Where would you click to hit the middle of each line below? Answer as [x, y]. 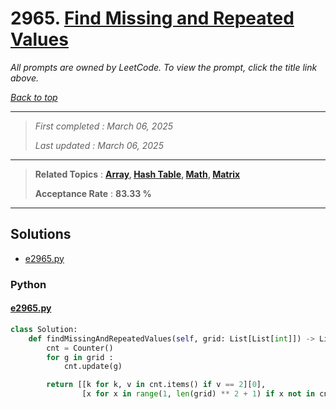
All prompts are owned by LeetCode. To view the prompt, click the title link [164, 67]
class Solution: [44, 329]
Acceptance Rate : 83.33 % [93, 193]
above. [24, 78]
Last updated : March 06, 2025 [99, 145]
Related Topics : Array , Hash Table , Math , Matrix [137, 174]
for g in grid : [80, 357]
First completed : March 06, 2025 [104, 126]
